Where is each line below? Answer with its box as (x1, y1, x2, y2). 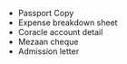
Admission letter (17, 46, 80, 57)
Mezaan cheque (17, 36, 79, 47)
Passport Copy (17, 8, 74, 18)
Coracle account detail (17, 27, 103, 37)
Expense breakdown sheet (17, 17, 118, 28)
